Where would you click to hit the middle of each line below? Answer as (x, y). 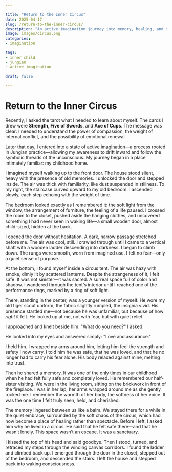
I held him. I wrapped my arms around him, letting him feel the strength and (84, 347)
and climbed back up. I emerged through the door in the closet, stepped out (85, 453)
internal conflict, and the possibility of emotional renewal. (66, 137)
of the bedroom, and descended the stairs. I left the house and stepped (81, 459)
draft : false (19, 76)
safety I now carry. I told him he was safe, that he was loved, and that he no (85, 352)
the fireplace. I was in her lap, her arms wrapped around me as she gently (83, 389)
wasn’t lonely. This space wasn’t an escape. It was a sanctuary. (72, 432)
